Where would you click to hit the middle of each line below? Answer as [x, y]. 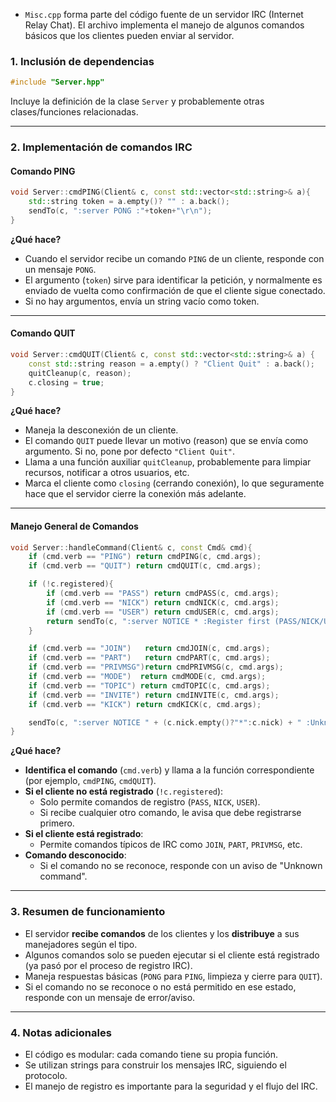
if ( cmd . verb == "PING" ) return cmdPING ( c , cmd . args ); [145, 557]
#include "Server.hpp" [57, 82]
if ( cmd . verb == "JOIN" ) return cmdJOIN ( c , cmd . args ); [149, 649]
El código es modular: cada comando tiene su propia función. [151, 1054]
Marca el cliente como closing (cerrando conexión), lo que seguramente [174, 483]
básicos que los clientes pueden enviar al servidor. [129, 35]
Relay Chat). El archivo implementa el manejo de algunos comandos [164, 25]
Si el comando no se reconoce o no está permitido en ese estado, [160, 986]
